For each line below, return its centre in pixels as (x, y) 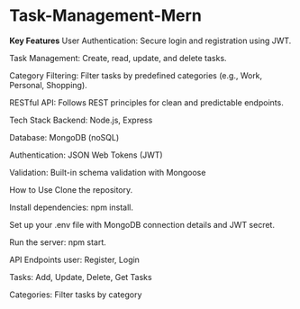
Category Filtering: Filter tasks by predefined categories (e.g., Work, (136, 75)
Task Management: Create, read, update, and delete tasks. (118, 58)
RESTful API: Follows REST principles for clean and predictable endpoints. (146, 102)
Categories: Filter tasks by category (76, 295)
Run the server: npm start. (58, 242)
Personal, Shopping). (48, 85)
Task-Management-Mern (106, 16)
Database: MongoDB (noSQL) (64, 137)
